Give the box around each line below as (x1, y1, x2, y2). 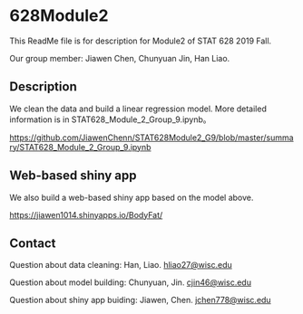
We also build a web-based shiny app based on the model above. (9, 192, 254, 203)
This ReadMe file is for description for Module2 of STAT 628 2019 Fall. (9, 35, 272, 46)
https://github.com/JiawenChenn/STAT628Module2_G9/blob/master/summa (9, 132, 294, 143)
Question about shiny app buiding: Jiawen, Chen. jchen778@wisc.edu (9, 295, 271, 306)
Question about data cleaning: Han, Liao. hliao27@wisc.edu (9, 260, 233, 271)
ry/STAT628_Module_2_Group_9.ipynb (9, 141, 151, 152)
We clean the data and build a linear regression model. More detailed (9, 103, 268, 114)
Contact (9, 235, 56, 251)
